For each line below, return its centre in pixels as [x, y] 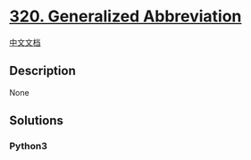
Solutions [37, 121]
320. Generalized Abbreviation [125, 17]
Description [42, 71]
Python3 [28, 147]
